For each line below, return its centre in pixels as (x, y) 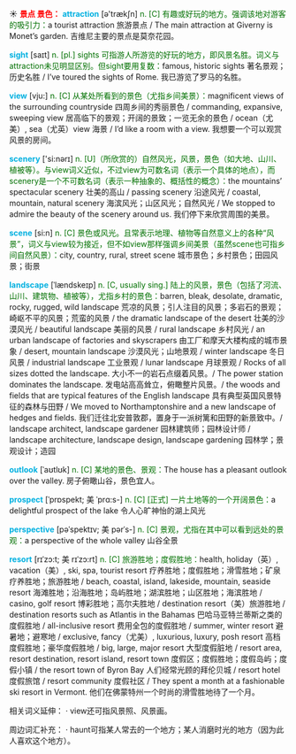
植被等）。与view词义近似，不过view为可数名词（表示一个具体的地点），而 (142, 170)
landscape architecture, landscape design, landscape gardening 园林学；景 (147, 440)
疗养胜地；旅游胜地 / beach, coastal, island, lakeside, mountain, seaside (140, 581)
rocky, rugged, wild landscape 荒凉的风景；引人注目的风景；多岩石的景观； (147, 307)
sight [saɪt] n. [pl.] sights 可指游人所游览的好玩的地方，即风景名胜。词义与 (144, 55)
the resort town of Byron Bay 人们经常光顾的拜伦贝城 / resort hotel (160, 670)
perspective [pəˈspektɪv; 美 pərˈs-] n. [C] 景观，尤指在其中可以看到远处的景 (147, 529)
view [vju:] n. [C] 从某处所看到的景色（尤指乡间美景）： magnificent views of (147, 96)
